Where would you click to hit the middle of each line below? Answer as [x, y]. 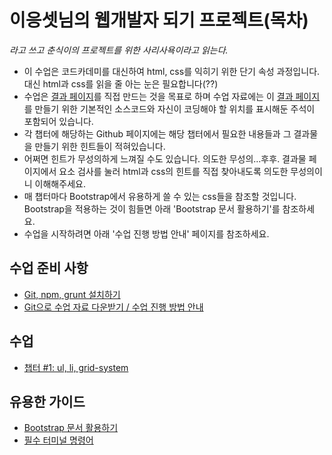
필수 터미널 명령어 [58, 440]
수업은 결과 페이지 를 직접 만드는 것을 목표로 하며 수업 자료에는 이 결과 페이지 [172, 96]
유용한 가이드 [47, 401]
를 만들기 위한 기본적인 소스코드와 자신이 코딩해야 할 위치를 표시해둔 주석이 [169, 108]
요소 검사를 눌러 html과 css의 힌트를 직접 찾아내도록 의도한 [173, 171]
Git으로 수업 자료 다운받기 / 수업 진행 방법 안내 [113, 307]
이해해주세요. [60, 183]
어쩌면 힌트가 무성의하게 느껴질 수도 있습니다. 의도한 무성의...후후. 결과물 [165, 158]
